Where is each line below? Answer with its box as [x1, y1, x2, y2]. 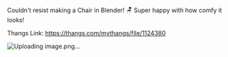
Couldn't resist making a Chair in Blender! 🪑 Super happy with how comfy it [7, 6, 223, 14]
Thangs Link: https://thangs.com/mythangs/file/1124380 [7, 29, 166, 37]
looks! [7, 16, 25, 24]
